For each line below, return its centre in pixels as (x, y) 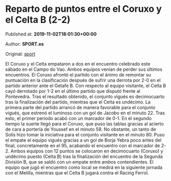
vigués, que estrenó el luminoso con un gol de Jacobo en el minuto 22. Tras (85, 113)
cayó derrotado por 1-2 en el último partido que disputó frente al (73, 91)
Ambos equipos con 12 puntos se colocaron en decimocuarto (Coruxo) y (87, 151)
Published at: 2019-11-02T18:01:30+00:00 (51, 34)
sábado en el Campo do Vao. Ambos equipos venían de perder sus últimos (84, 69)
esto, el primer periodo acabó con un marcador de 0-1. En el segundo (79, 118)
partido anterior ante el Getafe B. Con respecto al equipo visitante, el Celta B (86, 86)
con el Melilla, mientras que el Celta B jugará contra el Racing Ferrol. (77, 173)
